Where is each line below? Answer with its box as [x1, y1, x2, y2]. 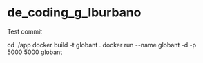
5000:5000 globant [7, 48, 63, 56]
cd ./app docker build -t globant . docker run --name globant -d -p [7, 40, 197, 49]
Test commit [7, 27, 43, 36]
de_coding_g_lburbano [7, 5, 142, 21]
